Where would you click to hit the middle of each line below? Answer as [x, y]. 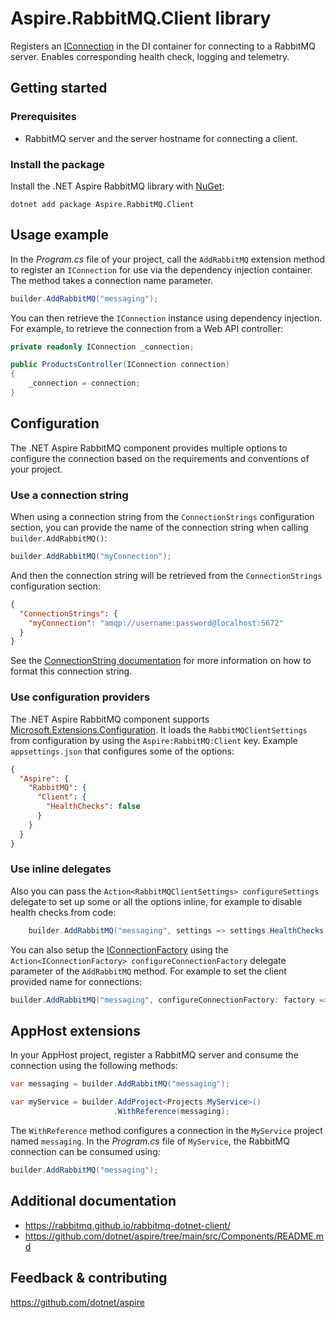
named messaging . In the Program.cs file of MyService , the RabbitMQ [150, 1141]
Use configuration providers [80, 697]
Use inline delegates [61, 869]
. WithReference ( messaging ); [171, 1112]
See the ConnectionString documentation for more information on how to [161, 661]
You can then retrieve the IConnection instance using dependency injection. [166, 318]
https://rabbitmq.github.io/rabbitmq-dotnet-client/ [128, 1225]
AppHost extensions [75, 1030]
